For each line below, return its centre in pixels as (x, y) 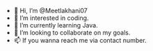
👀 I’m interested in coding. (51, 18)
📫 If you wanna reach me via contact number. (80, 40)
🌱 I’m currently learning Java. (56, 25)
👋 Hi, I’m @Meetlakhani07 (51, 11)
